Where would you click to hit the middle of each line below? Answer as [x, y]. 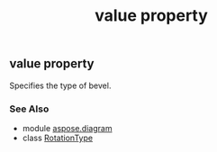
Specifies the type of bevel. [60, 85]
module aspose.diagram [67, 128]
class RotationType [57, 138]
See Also [29, 109]
